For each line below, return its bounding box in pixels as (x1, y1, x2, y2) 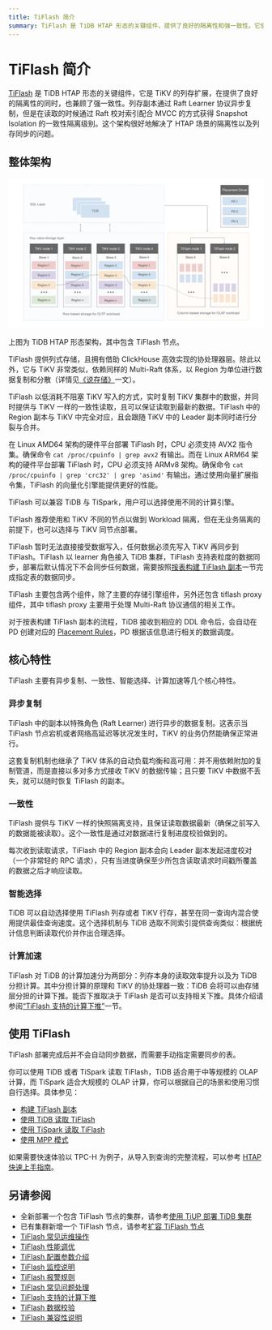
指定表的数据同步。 (15, 572, 79, 581)
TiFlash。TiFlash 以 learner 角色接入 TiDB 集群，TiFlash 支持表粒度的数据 (8, 551, 253, 561)
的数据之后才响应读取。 (8, 865, 87, 875)
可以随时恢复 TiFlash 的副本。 (29, 775, 130, 786)
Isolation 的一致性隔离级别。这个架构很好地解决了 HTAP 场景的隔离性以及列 (8, 118, 261, 129)
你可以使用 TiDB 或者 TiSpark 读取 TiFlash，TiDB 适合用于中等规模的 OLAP (8, 1067, 258, 1077)
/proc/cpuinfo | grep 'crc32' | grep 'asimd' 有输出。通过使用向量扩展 (8, 470, 252, 479)
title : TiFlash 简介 (8, 13, 75, 21)
